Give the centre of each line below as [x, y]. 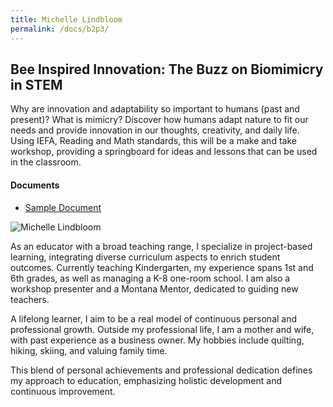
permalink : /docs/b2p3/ [60, 29]
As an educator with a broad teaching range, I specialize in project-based [161, 246]
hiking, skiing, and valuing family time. [89, 350]
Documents [35, 185]
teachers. [30, 299]
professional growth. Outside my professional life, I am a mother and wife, [162, 329]
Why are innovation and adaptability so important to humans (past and [155, 109]
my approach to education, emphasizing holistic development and [146, 380]
